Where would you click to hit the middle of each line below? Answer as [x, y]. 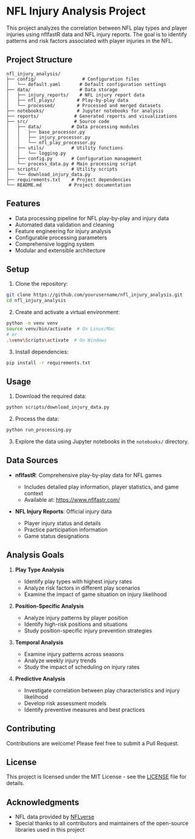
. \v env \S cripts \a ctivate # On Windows [57, 340]
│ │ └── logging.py [36, 153]
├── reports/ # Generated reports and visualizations [92, 116]
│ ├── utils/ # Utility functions [64, 148]
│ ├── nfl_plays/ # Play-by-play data [68, 100]
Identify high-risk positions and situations [76, 624]
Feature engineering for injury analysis [63, 231]
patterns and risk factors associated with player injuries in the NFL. [90, 41]
